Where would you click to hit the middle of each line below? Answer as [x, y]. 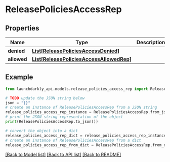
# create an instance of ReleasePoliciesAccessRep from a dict [73, 140]
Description [151, 42]
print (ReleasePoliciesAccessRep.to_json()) [52, 122]
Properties [22, 28]
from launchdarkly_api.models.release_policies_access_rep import [77, 89]
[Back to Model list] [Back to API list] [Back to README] [63, 155]
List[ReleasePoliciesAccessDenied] [76, 51]
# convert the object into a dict [42, 131]
